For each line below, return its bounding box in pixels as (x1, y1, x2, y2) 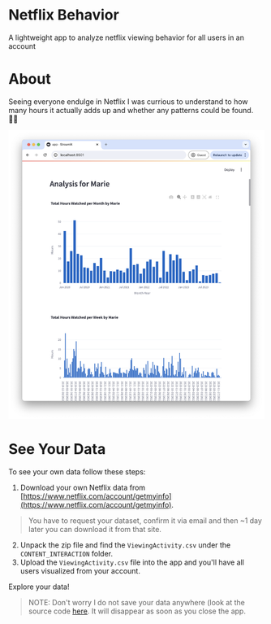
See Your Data (8, 439, 106, 458)
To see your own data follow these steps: (8, 466, 146, 477)
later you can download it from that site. (28, 524, 162, 534)
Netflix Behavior (8, 6, 119, 24)
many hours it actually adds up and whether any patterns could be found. (8, 105, 254, 115)
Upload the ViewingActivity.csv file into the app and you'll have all (19, 557, 245, 567)
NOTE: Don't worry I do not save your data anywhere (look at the (28, 597, 245, 607)
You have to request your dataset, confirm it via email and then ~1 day (28, 515, 262, 526)
